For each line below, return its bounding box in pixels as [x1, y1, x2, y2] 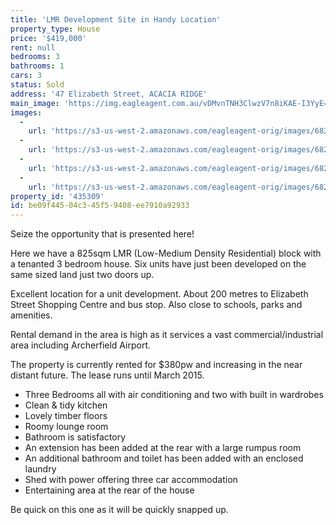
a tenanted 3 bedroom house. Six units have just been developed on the [10, 258, 307, 270]
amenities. [10, 309, 53, 321]
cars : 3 [10, 71, 43, 81]
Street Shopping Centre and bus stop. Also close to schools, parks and [10, 299, 303, 311]
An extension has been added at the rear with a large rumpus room [24, 442, 302, 454]
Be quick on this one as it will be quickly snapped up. [10, 504, 229, 516]
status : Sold [10, 80, 65, 90]
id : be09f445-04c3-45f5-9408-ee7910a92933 [10, 201, 190, 211]
